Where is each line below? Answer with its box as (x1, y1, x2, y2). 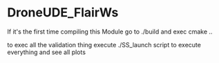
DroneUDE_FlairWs (7, 5, 119, 21)
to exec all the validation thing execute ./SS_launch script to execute (7, 40, 202, 49)
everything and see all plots (7, 48, 86, 56)
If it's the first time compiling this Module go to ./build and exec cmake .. (7, 27, 213, 36)
